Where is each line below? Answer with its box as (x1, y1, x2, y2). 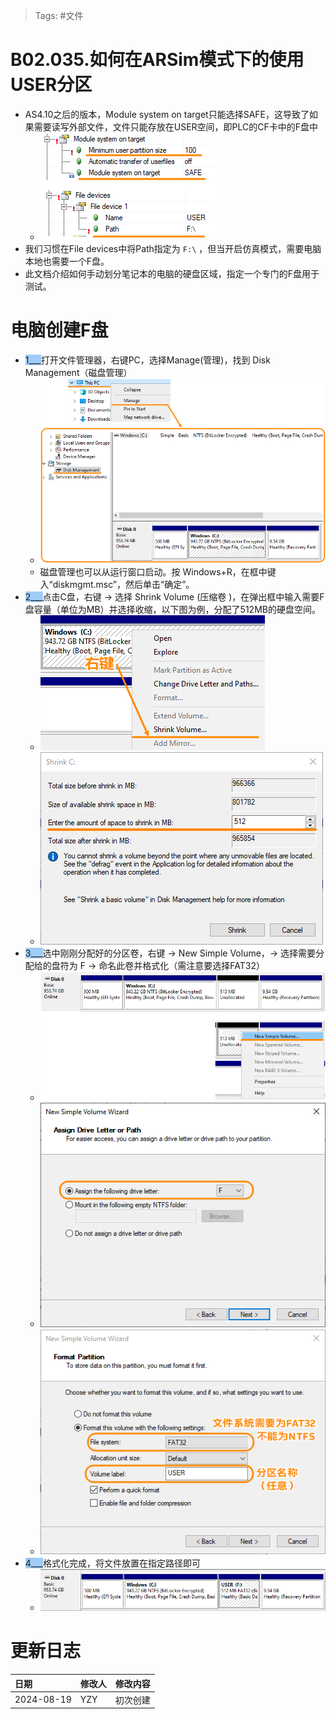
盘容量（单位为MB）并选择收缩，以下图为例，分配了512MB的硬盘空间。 (24, 604, 321, 616)
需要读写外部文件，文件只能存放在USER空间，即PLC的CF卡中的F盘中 (33, 120, 319, 133)
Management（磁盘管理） (24, 366, 133, 378)
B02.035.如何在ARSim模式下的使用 (10, 49, 305, 71)
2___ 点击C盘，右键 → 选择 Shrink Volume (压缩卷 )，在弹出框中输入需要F (24, 591, 325, 603)
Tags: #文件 (34, 10, 84, 21)
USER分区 (10, 74, 93, 96)
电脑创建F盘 (10, 319, 109, 342)
